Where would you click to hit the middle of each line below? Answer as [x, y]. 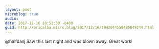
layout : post [18, 9]
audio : [12, 18]
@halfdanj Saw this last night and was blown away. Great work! [69, 41]
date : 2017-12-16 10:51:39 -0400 [39, 23]
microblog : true [22, 14]
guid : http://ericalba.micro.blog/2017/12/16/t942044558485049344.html [79, 28]
